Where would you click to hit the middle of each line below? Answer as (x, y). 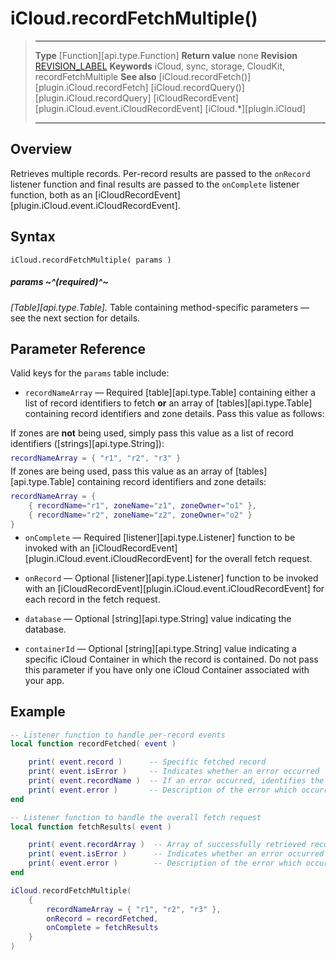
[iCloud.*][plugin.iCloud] (255, 108)
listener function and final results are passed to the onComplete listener (155, 184)
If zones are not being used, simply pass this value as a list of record (152, 433)
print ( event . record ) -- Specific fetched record (147, 762)
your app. (44, 680)
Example (38, 712)
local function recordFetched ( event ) (93, 744)
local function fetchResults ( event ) (91, 827)
